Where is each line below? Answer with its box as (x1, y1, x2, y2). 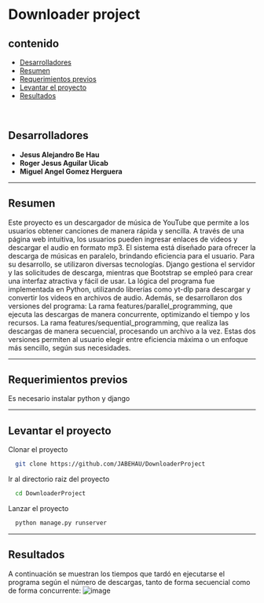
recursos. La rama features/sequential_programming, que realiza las (8, 318, 229, 327)
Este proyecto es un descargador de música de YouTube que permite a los (8, 218, 250, 227)
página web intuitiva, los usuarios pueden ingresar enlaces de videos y (8, 234, 238, 244)
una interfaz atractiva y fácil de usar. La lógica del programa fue (8, 276, 215, 285)
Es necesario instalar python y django (8, 394, 130, 403)
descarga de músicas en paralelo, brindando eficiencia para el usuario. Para (8, 251, 255, 260)
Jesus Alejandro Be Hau (19, 149, 100, 159)
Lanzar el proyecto (8, 504, 69, 513)
